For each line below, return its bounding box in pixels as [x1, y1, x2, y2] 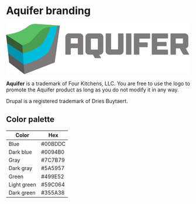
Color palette [6, 114, 54, 124]
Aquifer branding [6, 4, 91, 18]
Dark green [8, 189, 36, 196]
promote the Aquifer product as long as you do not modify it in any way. [6, 86, 180, 93]
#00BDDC [40, 140, 66, 147]
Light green [8, 181, 36, 188]
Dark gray [8, 165, 33, 172]
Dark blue [8, 148, 32, 155]
